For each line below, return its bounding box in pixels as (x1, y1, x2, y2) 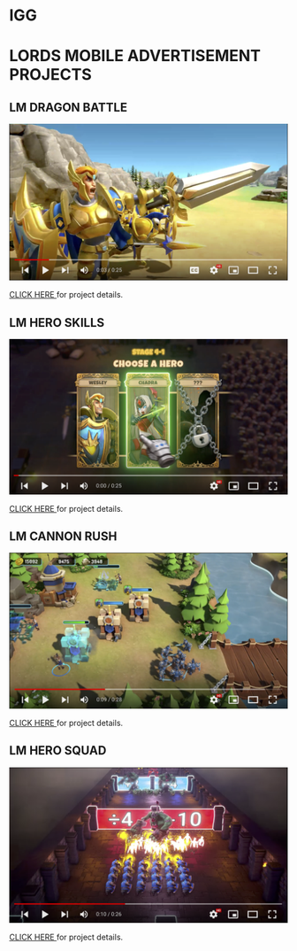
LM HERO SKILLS (9, 315, 105, 330)
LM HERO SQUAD (9, 743, 107, 758)
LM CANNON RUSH (9, 529, 118, 544)
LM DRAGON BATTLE (9, 99, 128, 115)
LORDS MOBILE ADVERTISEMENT (9, 46, 262, 66)
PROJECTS (9, 65, 93, 85)
